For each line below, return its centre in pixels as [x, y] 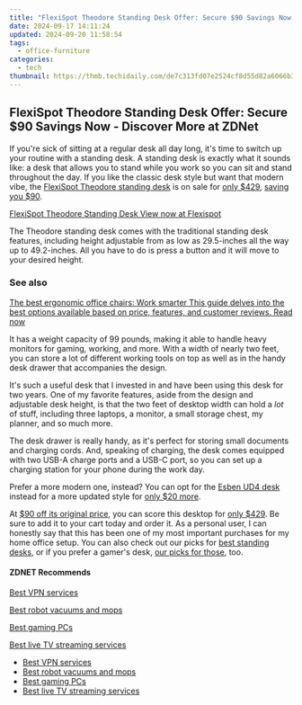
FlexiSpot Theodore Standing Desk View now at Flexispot [115, 213]
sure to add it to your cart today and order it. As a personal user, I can [138, 523]
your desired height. [47, 259]
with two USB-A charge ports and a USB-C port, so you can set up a [136, 460]
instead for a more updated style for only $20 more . [105, 496]
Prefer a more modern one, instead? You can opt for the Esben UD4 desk [145, 486]
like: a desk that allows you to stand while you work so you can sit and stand [151, 167]
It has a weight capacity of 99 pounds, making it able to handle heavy [138, 339]
